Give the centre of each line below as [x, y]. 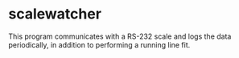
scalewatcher [55, 14]
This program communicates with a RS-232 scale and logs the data [120, 36]
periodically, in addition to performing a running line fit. [99, 44]
